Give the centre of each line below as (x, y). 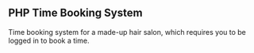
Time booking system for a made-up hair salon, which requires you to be (127, 32)
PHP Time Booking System (75, 13)
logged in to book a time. (49, 40)
